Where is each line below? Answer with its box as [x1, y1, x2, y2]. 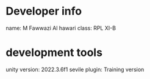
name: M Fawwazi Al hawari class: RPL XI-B [5, 24, 116, 32]
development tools [5, 46, 103, 60]
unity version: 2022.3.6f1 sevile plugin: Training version [5, 66, 145, 73]
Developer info [5, 4, 82, 18]
